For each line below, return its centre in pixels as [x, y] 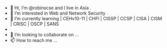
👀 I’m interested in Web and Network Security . [59, 13]
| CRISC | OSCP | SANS [35, 24]
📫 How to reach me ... [34, 40]
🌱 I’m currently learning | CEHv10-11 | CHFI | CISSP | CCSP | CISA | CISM [86, 18]
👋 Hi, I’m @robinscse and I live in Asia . [51, 8]
